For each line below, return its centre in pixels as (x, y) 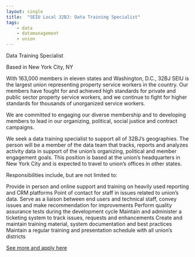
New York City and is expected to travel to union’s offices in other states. (94, 163)
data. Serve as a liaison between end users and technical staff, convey (92, 199)
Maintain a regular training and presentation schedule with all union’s (89, 230)
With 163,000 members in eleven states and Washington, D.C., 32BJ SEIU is (97, 78)
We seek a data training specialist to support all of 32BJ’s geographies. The (97, 138)
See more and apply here (37, 248)
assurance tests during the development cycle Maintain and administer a (94, 211)
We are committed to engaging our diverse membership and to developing (96, 115)
